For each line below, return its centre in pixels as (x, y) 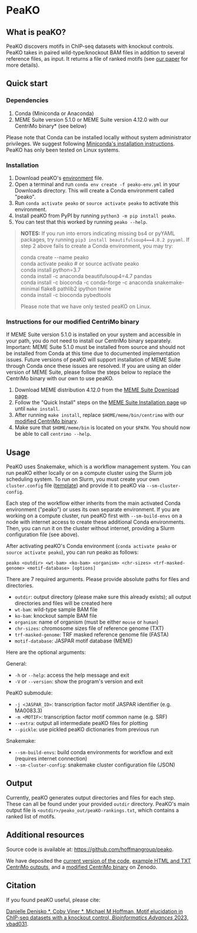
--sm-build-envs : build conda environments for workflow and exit (94, 752)
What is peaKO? (36, 32)
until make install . (37, 409)
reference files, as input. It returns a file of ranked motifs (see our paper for (97, 59)
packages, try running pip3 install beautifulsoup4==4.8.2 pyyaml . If (105, 239)
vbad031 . (17, 924)
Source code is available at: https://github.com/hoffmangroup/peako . (90, 849)
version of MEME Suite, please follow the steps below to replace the (89, 372)
